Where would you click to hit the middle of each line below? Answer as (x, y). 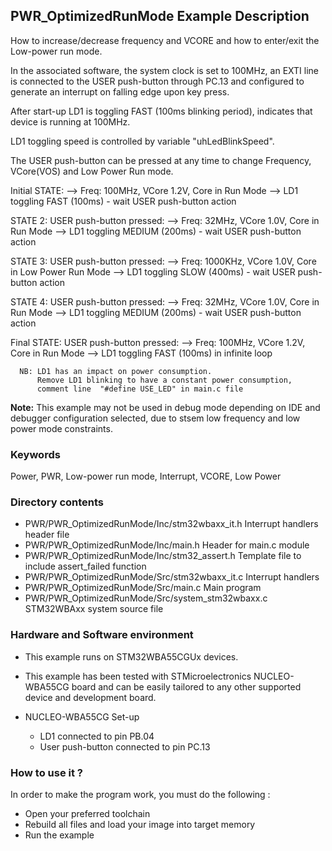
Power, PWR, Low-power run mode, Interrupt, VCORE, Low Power (146, 476)
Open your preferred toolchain (87, 813)
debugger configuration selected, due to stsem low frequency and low (155, 418)
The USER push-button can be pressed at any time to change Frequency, (161, 160)
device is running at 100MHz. (70, 121)
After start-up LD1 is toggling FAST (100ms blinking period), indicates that (161, 111)
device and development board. (90, 697)
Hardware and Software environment (102, 635)
